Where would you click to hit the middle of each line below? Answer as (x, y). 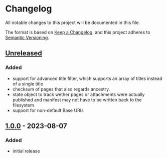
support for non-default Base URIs (48, 110)
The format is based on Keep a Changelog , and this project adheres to (78, 32)
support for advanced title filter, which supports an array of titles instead (87, 78)
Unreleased (24, 53)
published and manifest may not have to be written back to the (77, 99)
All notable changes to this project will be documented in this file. (73, 22)
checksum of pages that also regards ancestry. (61, 89)
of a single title (28, 83)
